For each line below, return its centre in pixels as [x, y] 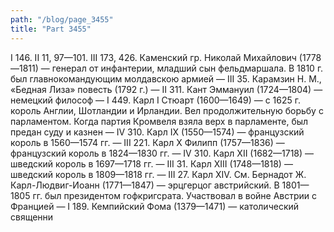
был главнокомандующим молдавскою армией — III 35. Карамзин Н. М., [166, 78]
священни [32, 217]
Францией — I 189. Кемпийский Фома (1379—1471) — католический [155, 206]
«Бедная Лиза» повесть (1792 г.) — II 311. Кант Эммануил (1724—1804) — [166, 89]
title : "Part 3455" [51, 29]
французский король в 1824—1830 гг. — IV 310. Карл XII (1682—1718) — [162, 153]
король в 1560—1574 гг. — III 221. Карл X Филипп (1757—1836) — [147, 142]
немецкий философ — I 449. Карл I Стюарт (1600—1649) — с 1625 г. [156, 100]
